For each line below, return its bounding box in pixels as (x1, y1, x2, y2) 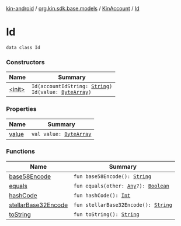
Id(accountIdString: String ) (31, 83, 113, 90)
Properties (6, 105, 37, 113)
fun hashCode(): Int (73, 192, 131, 199)
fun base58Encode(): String (73, 173, 152, 180)
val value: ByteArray (31, 131, 92, 137)
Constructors (6, 58, 45, 66)
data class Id (6, 44, 41, 50)
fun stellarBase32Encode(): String (73, 201, 172, 208)
